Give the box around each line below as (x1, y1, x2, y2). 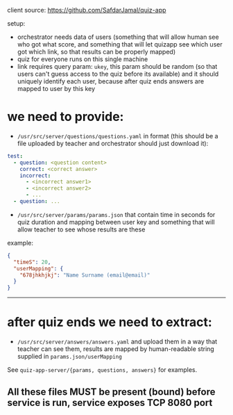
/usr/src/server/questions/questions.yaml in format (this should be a (17, 131, 218, 140)
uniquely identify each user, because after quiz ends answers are (17, 77, 205, 86)
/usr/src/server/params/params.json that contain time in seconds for (17, 210, 216, 218)
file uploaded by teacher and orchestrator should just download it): (17, 139, 209, 147)
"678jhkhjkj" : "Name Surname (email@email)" (19, 271, 150, 279)
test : (7, 152, 23, 159)
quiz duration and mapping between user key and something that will (17, 218, 215, 226)
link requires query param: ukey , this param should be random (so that (17, 63, 218, 70)
